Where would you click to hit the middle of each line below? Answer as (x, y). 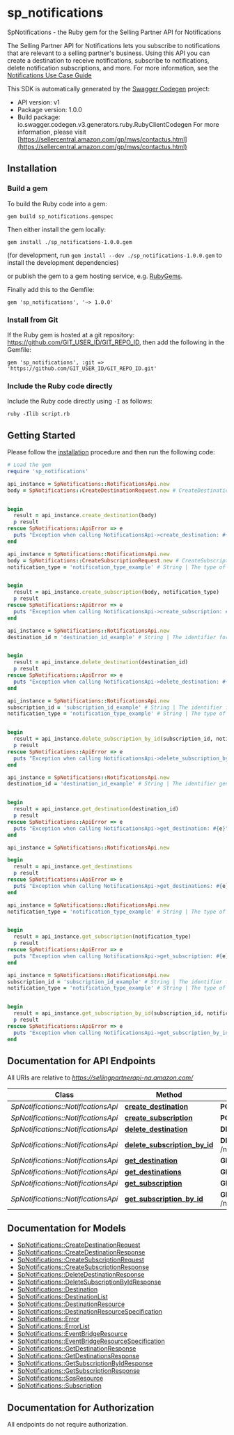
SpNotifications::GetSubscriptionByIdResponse (85, 1363)
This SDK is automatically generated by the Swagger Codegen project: (109, 89)
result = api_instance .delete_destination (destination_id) (101, 662)
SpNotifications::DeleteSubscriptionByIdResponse (89, 1282)
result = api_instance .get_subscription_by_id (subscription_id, (109, 1013)
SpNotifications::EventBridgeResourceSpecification (91, 1341)
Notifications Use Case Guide (49, 75)
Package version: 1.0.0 (49, 109)
